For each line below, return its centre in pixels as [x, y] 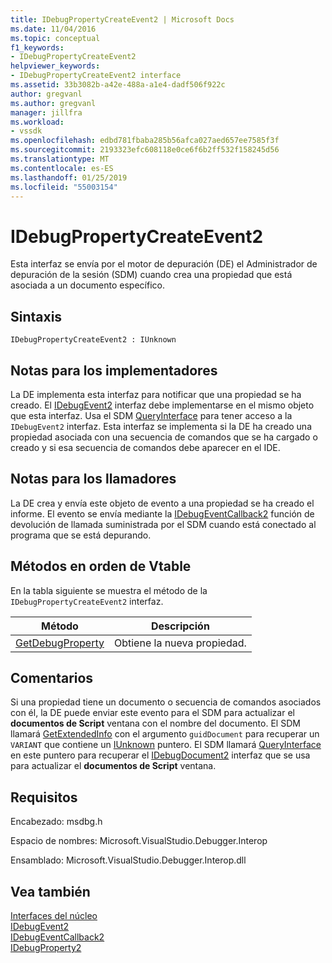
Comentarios [52, 677]
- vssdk [26, 131]
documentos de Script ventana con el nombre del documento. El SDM [155, 723]
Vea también [50, 891]
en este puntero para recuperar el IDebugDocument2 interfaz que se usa [160, 755]
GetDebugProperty [60, 643]
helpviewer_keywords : [55, 66]
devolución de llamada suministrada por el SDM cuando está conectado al [163, 524]
